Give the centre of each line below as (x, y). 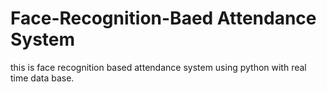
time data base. (42, 78)
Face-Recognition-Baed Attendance (163, 18)
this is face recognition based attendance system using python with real (158, 67)
